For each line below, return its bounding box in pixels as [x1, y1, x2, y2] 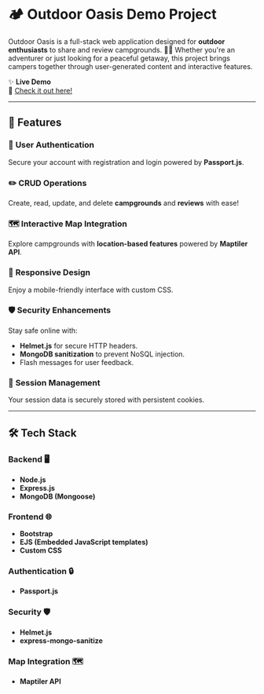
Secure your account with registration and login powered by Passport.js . [8, 157, 244, 166]
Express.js [19, 483, 55, 492]
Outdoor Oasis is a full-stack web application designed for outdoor [8, 36, 225, 46]
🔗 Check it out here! [8, 86, 73, 95]
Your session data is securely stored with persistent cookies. [8, 395, 205, 404]
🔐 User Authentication [8, 140, 94, 151]
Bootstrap [19, 529, 53, 539]
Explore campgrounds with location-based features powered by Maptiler [8, 239, 248, 249]
